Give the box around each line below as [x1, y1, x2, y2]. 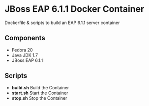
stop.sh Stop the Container [11, 95, 67, 101]
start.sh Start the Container [11, 90, 68, 96]
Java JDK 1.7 [11, 52, 38, 58]
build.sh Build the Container [11, 84, 69, 90]
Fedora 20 [11, 47, 33, 53]
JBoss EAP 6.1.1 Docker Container [4, 3, 145, 15]
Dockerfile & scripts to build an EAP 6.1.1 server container [4, 20, 120, 26]
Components [4, 34, 45, 42]
